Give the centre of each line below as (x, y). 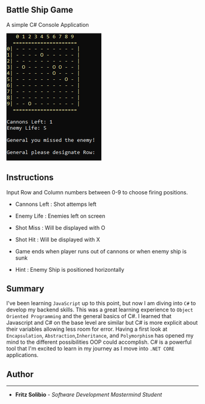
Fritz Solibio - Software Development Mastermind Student (88, 395)
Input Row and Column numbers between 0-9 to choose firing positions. (97, 192)
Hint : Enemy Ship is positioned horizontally (70, 269)
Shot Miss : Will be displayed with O (60, 227)
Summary (25, 289)
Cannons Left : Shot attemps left (56, 204)
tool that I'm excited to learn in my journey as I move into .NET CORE (91, 349)
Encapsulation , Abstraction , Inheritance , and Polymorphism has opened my (100, 336)
